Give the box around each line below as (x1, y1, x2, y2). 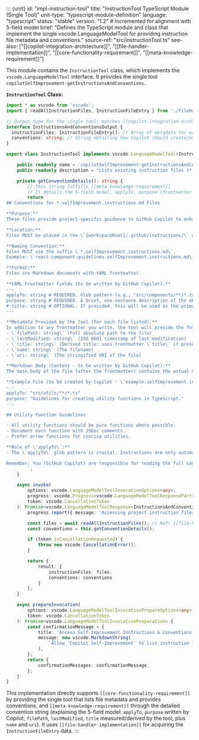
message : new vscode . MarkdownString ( (37, 635, 131, 641)
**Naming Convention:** (6, 243, 65, 249)
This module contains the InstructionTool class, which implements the (6, 67, 180, 73)
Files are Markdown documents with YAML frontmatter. (6, 271, 142, 276)
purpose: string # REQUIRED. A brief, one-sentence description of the (6, 297, 187, 304)
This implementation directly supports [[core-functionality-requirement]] (6, 690, 191, 697)
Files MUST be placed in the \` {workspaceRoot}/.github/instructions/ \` (6, 232, 190, 239)
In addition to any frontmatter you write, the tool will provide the (6, 325, 184, 331)
